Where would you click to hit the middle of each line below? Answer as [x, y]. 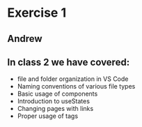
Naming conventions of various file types [76, 87]
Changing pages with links [55, 109]
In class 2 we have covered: [69, 62]
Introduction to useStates [54, 101]
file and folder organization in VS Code [73, 79]
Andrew [25, 39]
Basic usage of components [57, 94]
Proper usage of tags [48, 116]
